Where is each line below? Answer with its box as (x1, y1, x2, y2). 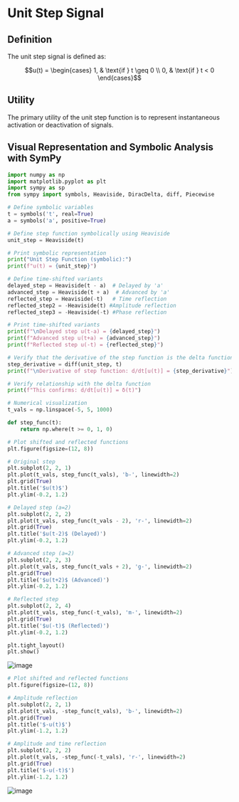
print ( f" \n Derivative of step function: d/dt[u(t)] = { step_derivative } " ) (7, 367, 234, 374)
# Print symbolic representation (7, 249, 107, 257)
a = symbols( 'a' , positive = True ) (7, 217, 107, 224)
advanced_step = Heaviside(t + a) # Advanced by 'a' (7, 288, 171, 296)
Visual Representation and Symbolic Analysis (7, 141, 214, 154)
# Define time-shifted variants (7, 275, 103, 283)
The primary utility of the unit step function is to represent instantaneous (7, 112, 221, 122)
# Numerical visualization (7, 400, 87, 407)
